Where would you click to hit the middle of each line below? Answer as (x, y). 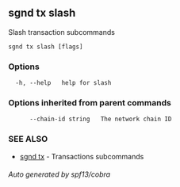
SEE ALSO (28, 139)
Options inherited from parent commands (90, 103)
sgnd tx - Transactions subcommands (82, 156)
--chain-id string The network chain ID (100, 119)
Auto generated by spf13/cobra (59, 174)
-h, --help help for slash (63, 83)
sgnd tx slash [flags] (46, 47)
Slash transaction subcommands (61, 32)
